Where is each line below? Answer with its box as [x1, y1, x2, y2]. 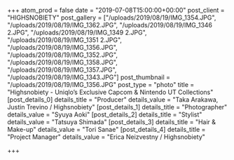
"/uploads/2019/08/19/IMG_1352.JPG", [7, 51, 118, 59]
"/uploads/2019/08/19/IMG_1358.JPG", [7, 58, 118, 66]
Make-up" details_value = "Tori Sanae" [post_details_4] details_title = [7, 126, 206, 133]
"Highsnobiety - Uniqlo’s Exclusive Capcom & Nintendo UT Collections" [7, 88, 214, 96]
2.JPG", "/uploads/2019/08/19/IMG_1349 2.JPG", [7, 28, 147, 36]
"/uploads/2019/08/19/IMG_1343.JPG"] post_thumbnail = [7, 73, 170, 81]
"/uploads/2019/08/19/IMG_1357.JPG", [7, 66, 117, 74]
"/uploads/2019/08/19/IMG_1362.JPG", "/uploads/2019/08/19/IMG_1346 [7, 21, 212, 29]
